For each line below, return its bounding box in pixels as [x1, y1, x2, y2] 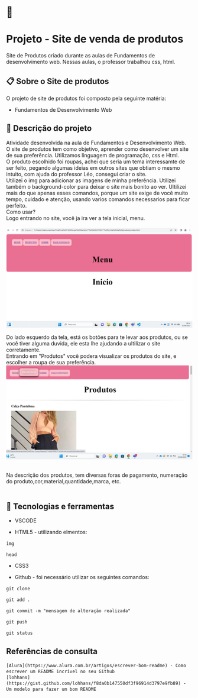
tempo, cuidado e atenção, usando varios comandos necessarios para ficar [6, 195, 190, 203]
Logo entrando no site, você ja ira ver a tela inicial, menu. [6, 214, 145, 221]
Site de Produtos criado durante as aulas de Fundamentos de [6, 52, 155, 59]
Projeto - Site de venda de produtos [6, 33, 184, 46]
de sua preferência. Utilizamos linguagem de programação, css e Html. [6, 151, 179, 159]
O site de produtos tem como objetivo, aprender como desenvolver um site [6, 145, 189, 153]
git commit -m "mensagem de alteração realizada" [6, 608, 131, 614]
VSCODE [14, 517, 37, 524]
